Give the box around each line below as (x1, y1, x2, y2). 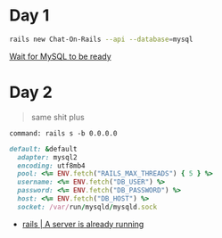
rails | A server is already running (21, 218, 144, 229)
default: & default (9, 144, 78, 153)
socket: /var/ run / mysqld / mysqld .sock (17, 202, 158, 211)
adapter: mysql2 (17, 152, 78, 161)
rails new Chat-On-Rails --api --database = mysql (9, 35, 193, 44)
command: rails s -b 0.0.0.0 (9, 128, 118, 138)
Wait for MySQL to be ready (9, 51, 111, 62)
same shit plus (30, 111, 85, 122)
